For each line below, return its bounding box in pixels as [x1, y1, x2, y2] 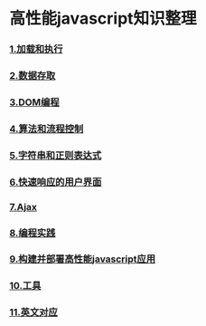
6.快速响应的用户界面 [9, 176, 102, 188]
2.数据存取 [9, 70, 56, 82]
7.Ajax [9, 200, 38, 213]
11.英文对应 [9, 306, 59, 319]
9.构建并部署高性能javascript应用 [9, 253, 156, 265]
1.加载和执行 [9, 43, 63, 55]
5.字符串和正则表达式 [9, 149, 102, 161]
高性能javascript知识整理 [9, 8, 197, 29]
